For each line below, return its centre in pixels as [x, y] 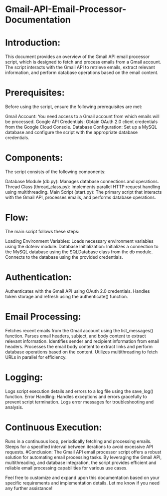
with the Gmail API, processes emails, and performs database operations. [81, 197]
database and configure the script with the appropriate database [72, 132]
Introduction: [33, 43]
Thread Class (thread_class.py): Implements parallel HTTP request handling [83, 187]
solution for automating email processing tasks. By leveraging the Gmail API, [83, 457]
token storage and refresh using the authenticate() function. [67, 296]
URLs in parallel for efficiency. [36, 357]
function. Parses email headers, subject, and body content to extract [76, 336]
